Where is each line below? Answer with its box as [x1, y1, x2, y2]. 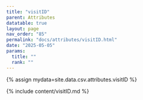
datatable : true [6, 20, 47, 26]
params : [6, 48, 26, 54]
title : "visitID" [6, 8, 50, 15]
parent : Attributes [6, 14, 56, 20]
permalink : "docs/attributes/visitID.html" [6, 37, 118, 43]
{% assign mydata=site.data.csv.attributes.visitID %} [6, 76, 138, 83]
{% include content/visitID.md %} [6, 87, 89, 95]
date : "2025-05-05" [6, 43, 56, 49]
